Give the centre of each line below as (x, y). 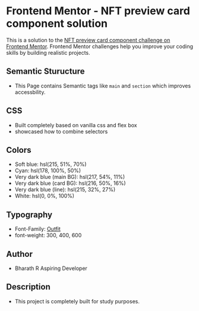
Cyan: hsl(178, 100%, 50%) (48, 171)
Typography (29, 214)
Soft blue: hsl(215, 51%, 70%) (51, 164)
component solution (57, 23)
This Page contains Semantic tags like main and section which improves (103, 86)
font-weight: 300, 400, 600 (48, 235)
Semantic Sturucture (45, 72)
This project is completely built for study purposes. (77, 301)
